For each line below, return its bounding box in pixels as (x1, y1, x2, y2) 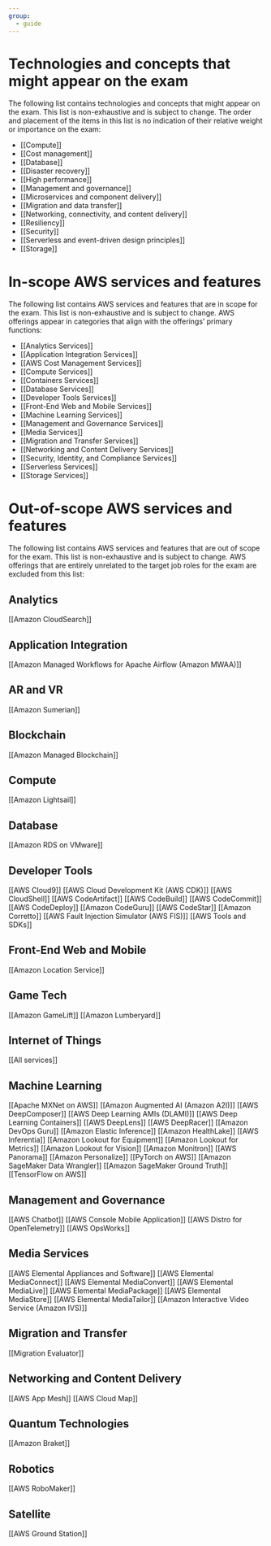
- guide (15, 20, 42, 28)
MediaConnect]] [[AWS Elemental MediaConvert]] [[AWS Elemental (8, 1277, 234, 1287)
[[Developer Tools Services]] (19, 393, 117, 403)
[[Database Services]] (19, 384, 95, 394)
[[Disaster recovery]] (19, 166, 91, 176)
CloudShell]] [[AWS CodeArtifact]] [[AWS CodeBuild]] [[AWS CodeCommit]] (8, 894, 262, 904)
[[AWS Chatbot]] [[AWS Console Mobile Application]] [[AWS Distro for (8, 1215, 243, 1225)
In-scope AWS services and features (8, 272, 261, 291)
